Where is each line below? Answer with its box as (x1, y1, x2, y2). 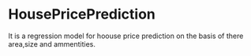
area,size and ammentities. (8, 39, 96, 48)
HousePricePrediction (8, 5, 155, 23)
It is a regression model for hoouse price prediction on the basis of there (8, 31, 244, 40)
